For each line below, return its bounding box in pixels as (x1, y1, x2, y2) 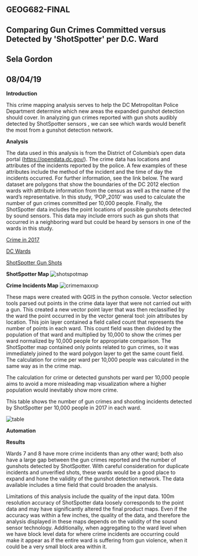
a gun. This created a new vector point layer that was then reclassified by (6, 305, 185, 313)
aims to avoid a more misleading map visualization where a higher (6, 380, 167, 387)
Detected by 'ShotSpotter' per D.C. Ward (6, 34, 158, 44)
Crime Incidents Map (6, 282, 59, 289)
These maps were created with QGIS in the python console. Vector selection (6, 293, 192, 300)
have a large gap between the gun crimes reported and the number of (6, 456, 176, 463)
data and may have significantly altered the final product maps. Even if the (6, 505, 187, 512)
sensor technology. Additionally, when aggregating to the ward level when (6, 524, 187, 531)
